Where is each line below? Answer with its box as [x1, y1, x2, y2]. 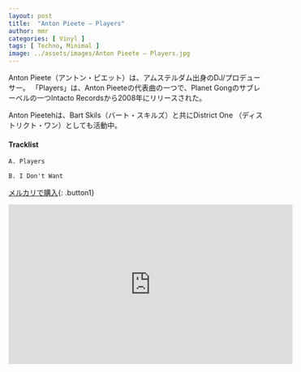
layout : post [8, 11, 53, 20]
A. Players [8, 157, 45, 166]
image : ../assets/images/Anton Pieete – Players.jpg [8, 49, 191, 58]
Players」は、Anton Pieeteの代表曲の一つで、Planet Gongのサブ [38, 83, 254, 92]
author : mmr [8, 27, 49, 35]
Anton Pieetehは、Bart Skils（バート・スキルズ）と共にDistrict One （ [8, 110, 243, 120]
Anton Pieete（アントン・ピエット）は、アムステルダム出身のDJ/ [8, 73, 226, 82]
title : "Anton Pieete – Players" [8, 19, 126, 28]
